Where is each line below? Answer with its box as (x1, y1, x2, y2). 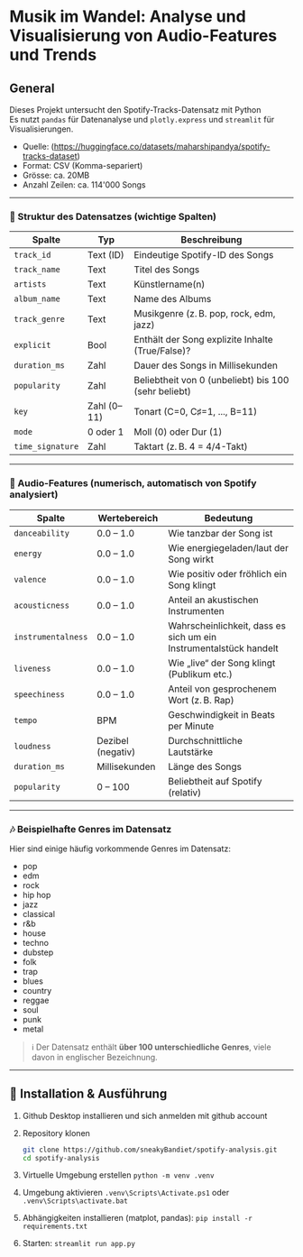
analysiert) (9, 489, 59, 501)
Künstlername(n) (133, 278, 206, 290)
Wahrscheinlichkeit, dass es (168, 619, 287, 632)
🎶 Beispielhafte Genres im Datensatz (9, 822, 172, 835)
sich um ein (168, 630, 217, 643)
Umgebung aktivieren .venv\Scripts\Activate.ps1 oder (22, 1188, 230, 1198)
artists (14, 280, 47, 289)
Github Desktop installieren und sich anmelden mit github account (22, 1110, 268, 1121)
